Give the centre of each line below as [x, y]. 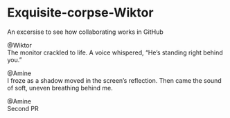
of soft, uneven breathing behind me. [60, 88]
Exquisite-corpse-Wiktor [80, 13]
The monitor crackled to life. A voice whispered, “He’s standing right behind [115, 52]
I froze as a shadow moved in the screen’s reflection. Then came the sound [114, 80]
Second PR [23, 108]
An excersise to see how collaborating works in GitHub [86, 32]
